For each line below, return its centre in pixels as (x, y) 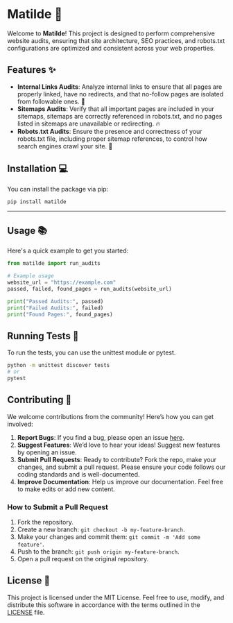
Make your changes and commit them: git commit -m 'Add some (109, 536)
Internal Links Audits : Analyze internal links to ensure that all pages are (120, 87)
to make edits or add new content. (66, 489)
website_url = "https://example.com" (62, 282)
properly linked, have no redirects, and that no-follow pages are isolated (120, 94)
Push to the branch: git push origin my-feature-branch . (98, 552)
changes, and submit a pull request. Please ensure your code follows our (121, 467)
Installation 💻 (38, 169)
